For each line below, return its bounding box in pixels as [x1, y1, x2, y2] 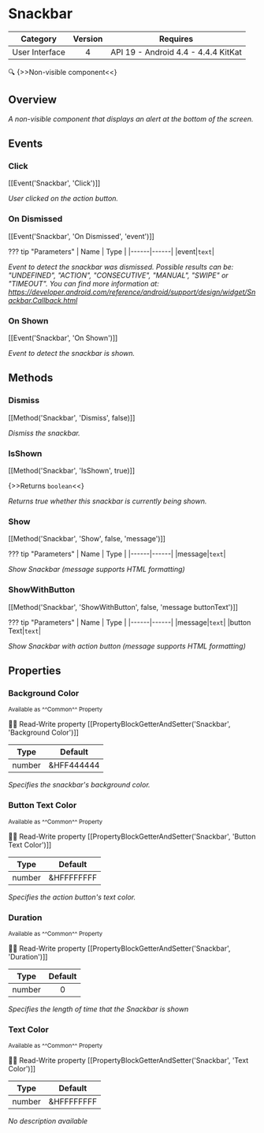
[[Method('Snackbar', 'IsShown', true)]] [8, 466, 136, 476]
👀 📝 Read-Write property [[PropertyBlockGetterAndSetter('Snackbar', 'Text [8, 1056, 249, 1065]
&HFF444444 [48, 760, 100, 771]
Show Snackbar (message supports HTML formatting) [8, 565, 185, 574]
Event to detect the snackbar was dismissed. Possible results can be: [8, 262, 234, 271]
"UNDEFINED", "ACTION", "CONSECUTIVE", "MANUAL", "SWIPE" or [8, 270, 229, 280]
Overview [8, 93, 58, 107]
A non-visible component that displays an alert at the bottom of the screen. [8, 114, 254, 123]
